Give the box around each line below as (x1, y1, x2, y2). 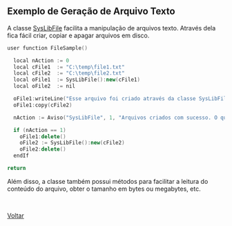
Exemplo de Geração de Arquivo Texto (7, 6, 175, 17)
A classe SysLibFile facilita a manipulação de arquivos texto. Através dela (7, 23, 216, 32)
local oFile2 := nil (13, 83, 76, 90)
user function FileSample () (7, 44, 88, 51)
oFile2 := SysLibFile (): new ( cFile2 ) (19, 140, 126, 147)
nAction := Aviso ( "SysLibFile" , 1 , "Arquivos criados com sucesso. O (13, 114, 217, 121)
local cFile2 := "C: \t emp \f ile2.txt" (13, 70, 126, 77)
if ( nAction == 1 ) (13, 126, 67, 133)
